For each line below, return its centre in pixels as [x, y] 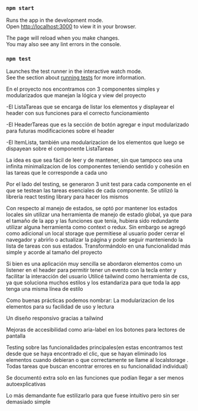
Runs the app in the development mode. [55, 20]
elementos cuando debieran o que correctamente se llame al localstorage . [98, 359]
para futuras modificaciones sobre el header [60, 131]
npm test [19, 59]
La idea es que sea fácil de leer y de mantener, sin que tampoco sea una [95, 160]
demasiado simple [28, 402]
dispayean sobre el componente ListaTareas [60, 148]
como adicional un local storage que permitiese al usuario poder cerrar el [95, 233]
